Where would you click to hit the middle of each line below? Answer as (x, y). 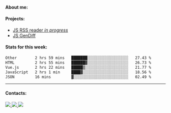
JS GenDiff (24, 35)
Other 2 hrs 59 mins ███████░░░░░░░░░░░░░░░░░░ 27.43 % (78, 58)
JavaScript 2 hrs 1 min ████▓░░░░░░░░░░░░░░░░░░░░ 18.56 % (78, 72)
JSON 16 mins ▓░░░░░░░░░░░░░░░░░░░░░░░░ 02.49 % (78, 77)
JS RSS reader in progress (40, 30)
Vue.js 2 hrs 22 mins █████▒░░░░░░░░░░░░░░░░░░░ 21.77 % (78, 67)
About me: (17, 7)
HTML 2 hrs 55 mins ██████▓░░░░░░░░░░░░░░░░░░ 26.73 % (78, 63)
